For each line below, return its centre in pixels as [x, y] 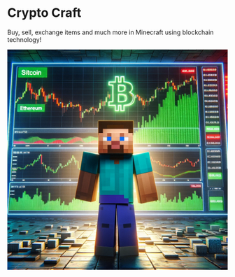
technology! [24, 39]
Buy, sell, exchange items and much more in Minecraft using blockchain [111, 32]
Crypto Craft [44, 13]
